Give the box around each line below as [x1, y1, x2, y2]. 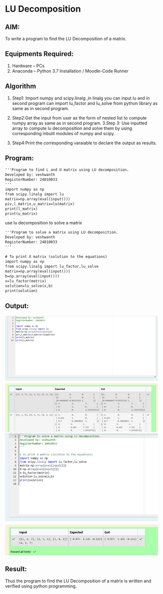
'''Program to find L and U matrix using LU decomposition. [5, 167, 130, 173]
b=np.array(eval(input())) [5, 274, 60, 279]
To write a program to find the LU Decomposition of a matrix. [5, 36, 127, 41]
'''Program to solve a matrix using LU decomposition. [5, 230, 118, 235]
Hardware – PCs [12, 62, 45, 69]
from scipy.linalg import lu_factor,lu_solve [5, 264, 98, 269]
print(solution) [5, 289, 38, 294]
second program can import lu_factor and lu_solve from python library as [12, 100, 158, 106]
